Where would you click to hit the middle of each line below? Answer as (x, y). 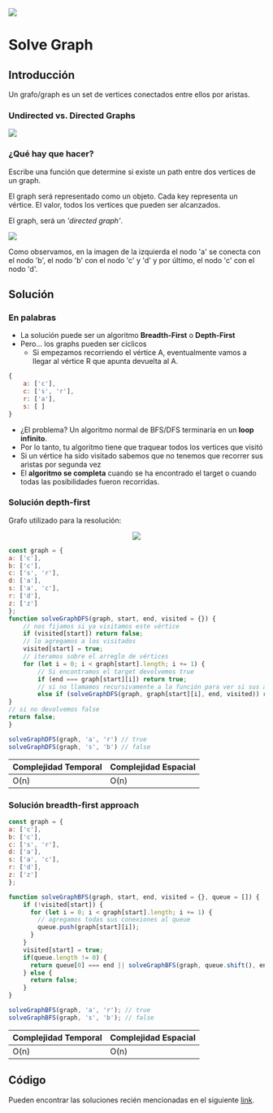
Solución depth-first (50, 502)
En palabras (32, 318)
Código (27, 1080)
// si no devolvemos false (54, 710)
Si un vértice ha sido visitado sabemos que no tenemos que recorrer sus (142, 455)
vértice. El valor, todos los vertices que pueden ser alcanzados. (115, 204)
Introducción (42, 74)
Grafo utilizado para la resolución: (65, 520)
